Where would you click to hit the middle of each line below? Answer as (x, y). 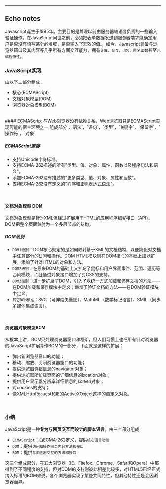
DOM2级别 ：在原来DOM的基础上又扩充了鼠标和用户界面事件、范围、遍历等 (86, 268)
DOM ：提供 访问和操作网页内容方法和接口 (48, 446)
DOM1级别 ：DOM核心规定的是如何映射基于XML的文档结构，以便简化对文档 (86, 250)
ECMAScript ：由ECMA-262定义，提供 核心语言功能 (61, 440)
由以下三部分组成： (25, 82)
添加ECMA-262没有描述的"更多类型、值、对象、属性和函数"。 (75, 178)
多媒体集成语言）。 (31, 306)
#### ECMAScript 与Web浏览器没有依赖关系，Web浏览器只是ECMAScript (80, 121)
